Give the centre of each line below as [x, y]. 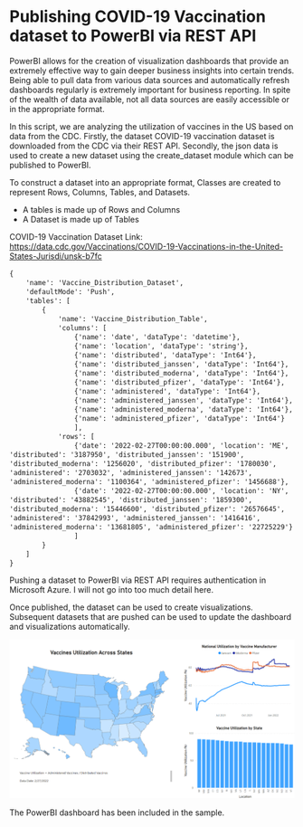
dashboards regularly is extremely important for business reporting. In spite [150, 90]
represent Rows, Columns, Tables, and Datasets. [100, 192]
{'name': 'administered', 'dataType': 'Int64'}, [167, 391]
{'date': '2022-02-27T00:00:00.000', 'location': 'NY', [181, 490]
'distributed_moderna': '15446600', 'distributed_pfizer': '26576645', [147, 509]
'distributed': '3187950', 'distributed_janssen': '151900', [127, 454]
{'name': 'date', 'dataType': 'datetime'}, [157, 337]
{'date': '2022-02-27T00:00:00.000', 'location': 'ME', [181, 445]
